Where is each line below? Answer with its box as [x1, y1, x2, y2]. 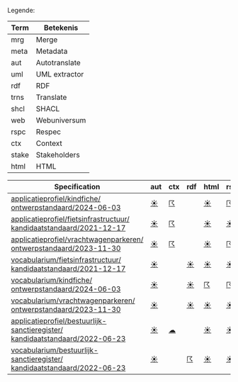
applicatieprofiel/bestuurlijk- [11, 316, 107, 325]
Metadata [35, 46, 68, 56]
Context [35, 138, 62, 148]
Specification [54, 182, 101, 191]
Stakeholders [35, 150, 80, 159]
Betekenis [43, 23, 79, 33]
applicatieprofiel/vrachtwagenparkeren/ [11, 235, 144, 244]
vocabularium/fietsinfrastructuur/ [11, 255, 122, 264]
